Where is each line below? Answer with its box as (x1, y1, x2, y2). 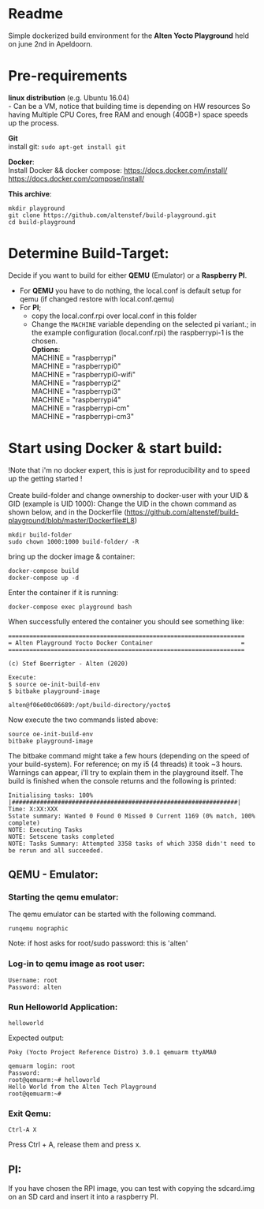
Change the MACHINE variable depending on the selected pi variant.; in (31, 319, 257, 328)
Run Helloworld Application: (8, 1001, 118, 1012)
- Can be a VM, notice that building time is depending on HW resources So (8, 101, 251, 110)
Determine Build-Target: (8, 245, 169, 263)
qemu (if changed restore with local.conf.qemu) (19, 294, 175, 304)
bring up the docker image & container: (8, 552, 136, 561)
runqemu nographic (8, 925, 69, 933)
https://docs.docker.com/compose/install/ (8, 174, 145, 183)
